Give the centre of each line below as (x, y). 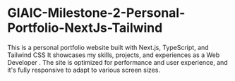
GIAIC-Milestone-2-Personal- (96, 13)
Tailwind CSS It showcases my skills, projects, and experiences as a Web (114, 55)
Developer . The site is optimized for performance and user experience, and (117, 62)
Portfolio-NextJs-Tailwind (85, 28)
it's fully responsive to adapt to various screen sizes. (84, 70)
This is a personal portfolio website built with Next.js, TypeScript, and (108, 47)
